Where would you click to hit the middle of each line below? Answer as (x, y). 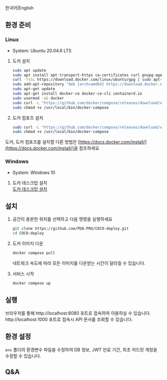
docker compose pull (34, 253)
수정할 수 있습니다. (23, 356)
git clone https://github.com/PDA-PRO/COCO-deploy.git (71, 229)
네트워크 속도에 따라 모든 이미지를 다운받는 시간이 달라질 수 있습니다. (79, 263)
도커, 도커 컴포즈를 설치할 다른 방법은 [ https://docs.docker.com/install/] (76, 142)
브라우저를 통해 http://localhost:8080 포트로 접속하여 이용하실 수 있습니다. (78, 313)
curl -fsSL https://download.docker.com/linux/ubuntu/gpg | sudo (82, 79)
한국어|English (19, 8)
